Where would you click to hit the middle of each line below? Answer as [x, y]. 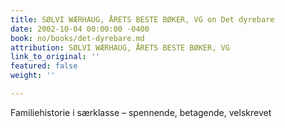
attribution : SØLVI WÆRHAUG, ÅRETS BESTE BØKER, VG [120, 47]
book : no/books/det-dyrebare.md [77, 38]
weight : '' [33, 76]
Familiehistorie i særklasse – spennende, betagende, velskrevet [141, 112]
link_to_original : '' [55, 57]
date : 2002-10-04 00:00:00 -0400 [80, 29]
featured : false [44, 66]
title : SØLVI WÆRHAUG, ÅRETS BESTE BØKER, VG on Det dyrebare [142, 19]
